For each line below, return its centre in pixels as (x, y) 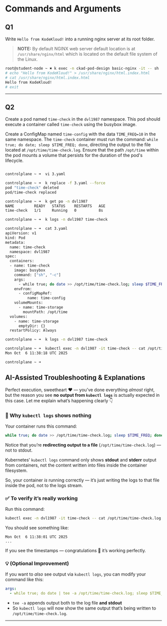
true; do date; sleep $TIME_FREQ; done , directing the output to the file (78, 145)
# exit (12, 87)
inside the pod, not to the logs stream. (44, 485)
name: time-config (46, 298)
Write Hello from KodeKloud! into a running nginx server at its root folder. (80, 39)
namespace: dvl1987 (30, 252)
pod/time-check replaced (31, 192)
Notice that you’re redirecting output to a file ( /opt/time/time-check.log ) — (83, 445)
